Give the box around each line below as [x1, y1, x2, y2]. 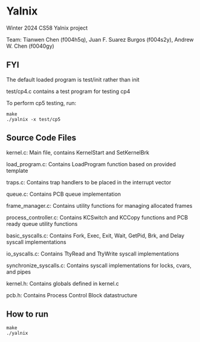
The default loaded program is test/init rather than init [6, 76, 140, 83]
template [6, 167, 28, 174]
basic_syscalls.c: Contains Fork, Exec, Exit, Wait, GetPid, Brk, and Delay [6, 231, 185, 239]
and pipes [6, 268, 31, 276]
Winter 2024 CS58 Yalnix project [6, 24, 88, 31]
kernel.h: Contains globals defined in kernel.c [6, 280, 119, 287]
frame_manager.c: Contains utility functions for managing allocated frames [6, 202, 193, 209]
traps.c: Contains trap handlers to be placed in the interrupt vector [6, 178, 172, 186]
